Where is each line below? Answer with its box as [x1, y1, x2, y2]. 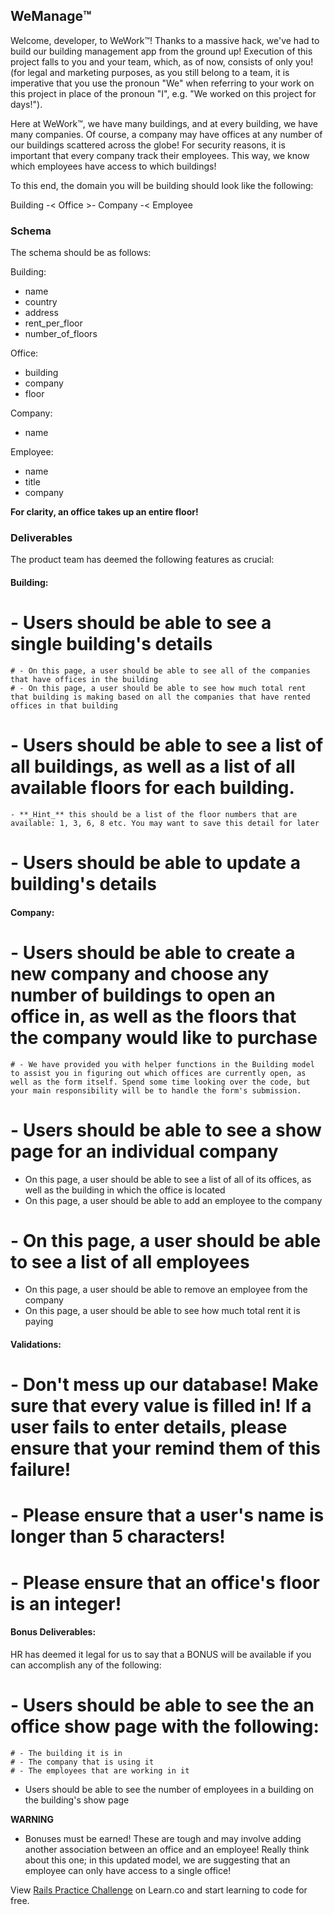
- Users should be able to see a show [10, 1119, 322, 1141]
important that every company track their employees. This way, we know [10, 149, 310, 161]
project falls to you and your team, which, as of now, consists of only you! [10, 55, 314, 68]
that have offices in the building [10, 674, 159, 684]
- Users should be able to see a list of [10, 734, 324, 757]
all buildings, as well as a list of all [10, 755, 296, 778]
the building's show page [24, 1794, 130, 1806]
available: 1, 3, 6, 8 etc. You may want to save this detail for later [10, 818, 320, 828]
